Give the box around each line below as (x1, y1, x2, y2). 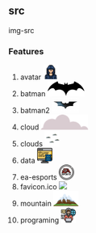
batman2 (19, 106, 50, 116)
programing (19, 215, 60, 225)
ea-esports (19, 172, 58, 182)
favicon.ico (19, 182, 58, 192)
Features (8, 45, 44, 57)
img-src (8, 25, 35, 35)
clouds (19, 139, 43, 149)
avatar (19, 72, 42, 82)
